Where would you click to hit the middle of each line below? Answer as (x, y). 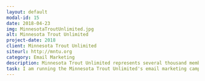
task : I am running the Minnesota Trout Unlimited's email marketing (97, 69)
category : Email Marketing (41, 57)
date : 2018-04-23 (28, 23)
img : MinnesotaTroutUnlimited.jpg (50, 29)
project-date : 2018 (31, 40)
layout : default (27, 12)
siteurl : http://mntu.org (39, 52)
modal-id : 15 (23, 18)
